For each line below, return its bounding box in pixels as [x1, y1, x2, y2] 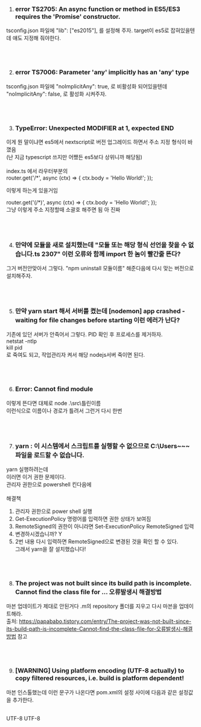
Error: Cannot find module [14, 385, 94, 393]
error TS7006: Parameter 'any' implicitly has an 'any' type [14, 68, 190, 77]
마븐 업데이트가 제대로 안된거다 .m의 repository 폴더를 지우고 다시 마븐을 [6, 602, 178, 610]
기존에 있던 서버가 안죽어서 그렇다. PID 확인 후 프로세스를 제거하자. [6, 331, 163, 338]
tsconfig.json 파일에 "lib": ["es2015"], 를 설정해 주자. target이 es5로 [6, 27, 170, 34]
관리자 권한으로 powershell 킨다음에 [6, 481, 92, 488]
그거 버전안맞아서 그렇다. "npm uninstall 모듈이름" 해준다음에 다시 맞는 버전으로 [6, 265, 194, 272]
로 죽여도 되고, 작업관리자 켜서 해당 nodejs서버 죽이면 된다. [6, 351, 145, 359]
